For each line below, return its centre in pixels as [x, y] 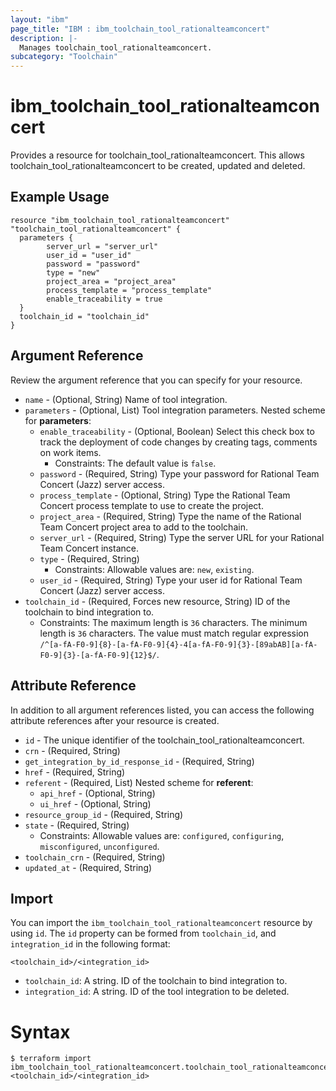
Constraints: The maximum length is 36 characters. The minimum [173, 622]
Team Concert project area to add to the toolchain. [143, 527]
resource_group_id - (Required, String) [104, 814]
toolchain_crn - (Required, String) [95, 857]
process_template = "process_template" [129, 290]
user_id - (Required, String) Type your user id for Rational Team [171, 580]
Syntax [40, 1032]
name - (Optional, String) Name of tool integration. [126, 399]
